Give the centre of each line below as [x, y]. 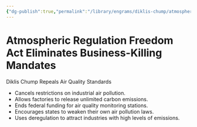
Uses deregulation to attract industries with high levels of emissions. [97, 118]
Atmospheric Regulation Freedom [90, 40]
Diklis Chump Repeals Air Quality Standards [59, 81]
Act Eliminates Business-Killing [84, 53]
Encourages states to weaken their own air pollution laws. [84, 111]
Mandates [31, 65]
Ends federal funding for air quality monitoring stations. [81, 105]
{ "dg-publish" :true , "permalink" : [47, 11]
